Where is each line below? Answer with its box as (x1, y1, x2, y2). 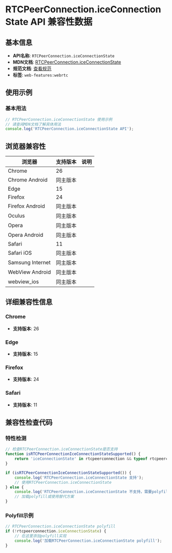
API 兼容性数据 (30, 16, 93, 28)
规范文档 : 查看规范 (12, 66, 52, 71)
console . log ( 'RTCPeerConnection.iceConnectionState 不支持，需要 (14, 489, 152, 495)
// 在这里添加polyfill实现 (14, 534, 67, 539)
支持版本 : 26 (12, 325, 39, 332)
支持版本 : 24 (12, 376, 39, 382)
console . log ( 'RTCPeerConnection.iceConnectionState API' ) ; (5, 127, 134, 132)
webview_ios (8, 278, 39, 285)
